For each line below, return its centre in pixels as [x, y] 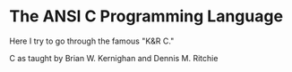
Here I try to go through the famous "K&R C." [92, 41]
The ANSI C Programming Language [146, 16]
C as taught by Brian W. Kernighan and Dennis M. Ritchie [114, 58]
